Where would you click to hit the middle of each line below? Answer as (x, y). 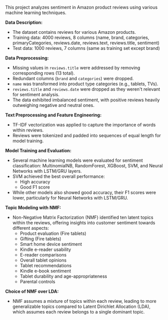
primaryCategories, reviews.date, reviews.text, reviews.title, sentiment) (86, 43)
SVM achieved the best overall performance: (59, 176)
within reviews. (28, 130)
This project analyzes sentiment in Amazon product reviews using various (81, 7)
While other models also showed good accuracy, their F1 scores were (84, 193)
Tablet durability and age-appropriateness (63, 276)
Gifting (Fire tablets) (41, 239)
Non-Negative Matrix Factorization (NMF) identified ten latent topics (83, 217)
